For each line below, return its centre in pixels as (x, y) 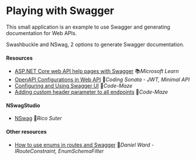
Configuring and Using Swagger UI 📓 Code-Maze (73, 86)
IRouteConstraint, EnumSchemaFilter (59, 151)
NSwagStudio (23, 105)
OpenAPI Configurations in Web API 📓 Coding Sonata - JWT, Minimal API (102, 79)
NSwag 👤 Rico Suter (38, 119)
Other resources (26, 131)
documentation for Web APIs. (42, 33)
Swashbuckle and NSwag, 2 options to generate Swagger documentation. (95, 44)
